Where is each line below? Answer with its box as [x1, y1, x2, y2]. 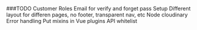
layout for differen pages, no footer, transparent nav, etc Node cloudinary [6, 11, 188, 18]
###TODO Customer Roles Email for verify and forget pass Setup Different [6, 5, 191, 12]
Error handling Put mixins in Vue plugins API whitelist [6, 18, 137, 24]
